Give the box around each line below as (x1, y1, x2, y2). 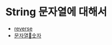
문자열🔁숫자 (13, 32, 42, 39)
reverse (13, 25, 33, 32)
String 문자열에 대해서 (5, 5, 107, 19)
